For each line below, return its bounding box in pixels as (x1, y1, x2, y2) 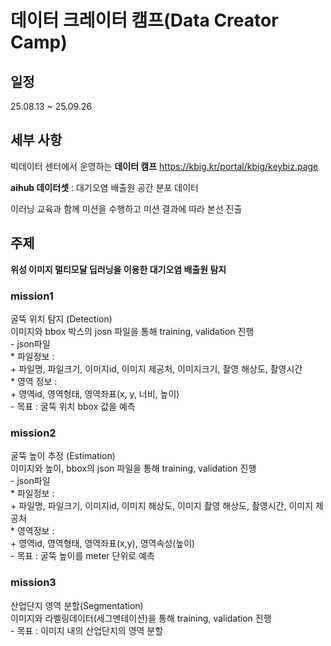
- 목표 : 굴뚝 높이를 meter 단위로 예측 (10, 550, 155, 562)
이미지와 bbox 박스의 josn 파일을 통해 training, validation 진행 (10, 325, 255, 337)
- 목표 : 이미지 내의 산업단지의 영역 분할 (10, 624, 164, 636)
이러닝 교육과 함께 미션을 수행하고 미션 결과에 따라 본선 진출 (10, 202, 243, 215)
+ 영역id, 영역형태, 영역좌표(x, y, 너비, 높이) (10, 387, 180, 400)
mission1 (10, 289, 54, 303)
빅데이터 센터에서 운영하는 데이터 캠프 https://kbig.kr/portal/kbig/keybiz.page (10, 160, 319, 172)
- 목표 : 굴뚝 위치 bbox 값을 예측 (10, 400, 136, 412)
